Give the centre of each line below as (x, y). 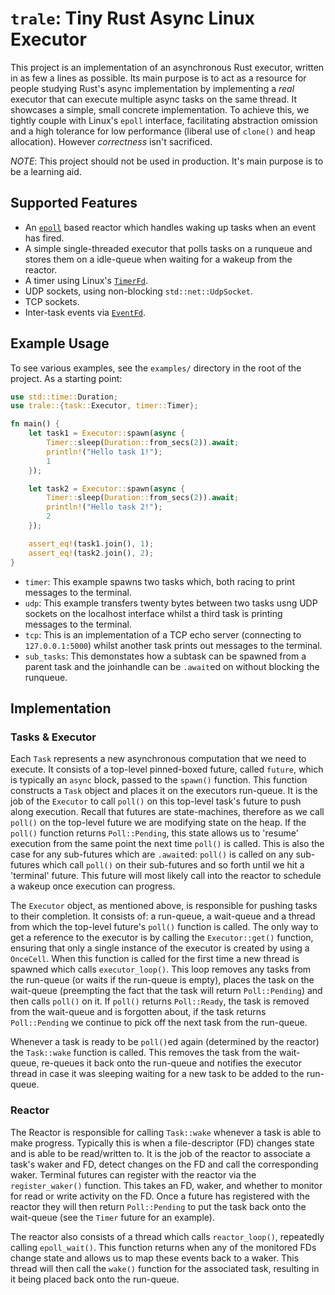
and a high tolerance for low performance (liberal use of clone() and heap (163, 131)
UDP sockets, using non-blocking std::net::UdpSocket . (138, 291)
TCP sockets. (52, 301)
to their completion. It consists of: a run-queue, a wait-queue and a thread (163, 916)
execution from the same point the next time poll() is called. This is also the (167, 844)
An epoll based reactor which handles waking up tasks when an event (170, 227)
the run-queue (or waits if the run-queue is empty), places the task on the (162, 980)
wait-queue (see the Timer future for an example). (112, 1217)
